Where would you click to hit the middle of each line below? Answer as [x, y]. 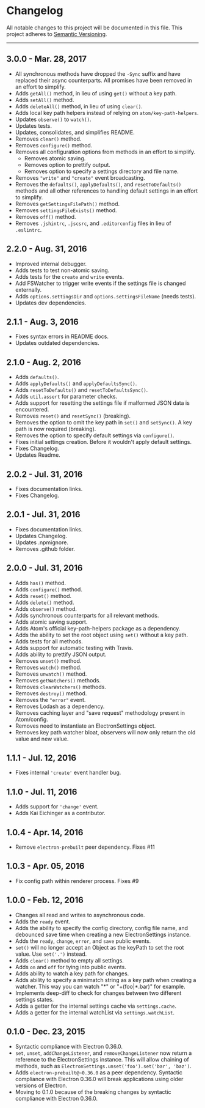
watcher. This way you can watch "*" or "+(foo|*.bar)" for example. [100, 986]
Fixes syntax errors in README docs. [62, 336]
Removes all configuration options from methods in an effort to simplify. [105, 152]
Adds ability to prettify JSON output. [61, 654]
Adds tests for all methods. [49, 641]
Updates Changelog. [41, 536]
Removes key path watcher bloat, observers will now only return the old [105, 732]
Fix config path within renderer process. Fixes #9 [77, 881]
